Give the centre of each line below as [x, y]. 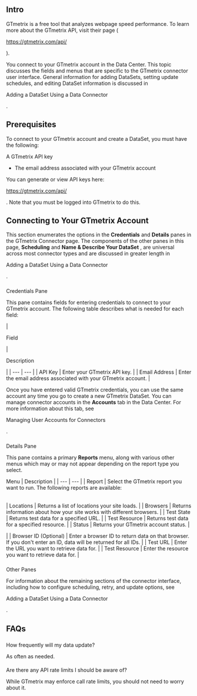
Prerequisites [31, 125]
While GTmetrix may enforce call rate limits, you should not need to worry [95, 681]
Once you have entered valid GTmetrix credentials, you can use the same [95, 390]
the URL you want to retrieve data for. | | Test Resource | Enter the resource [97, 549]
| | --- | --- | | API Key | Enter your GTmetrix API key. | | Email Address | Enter [99, 372]
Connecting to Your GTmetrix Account [77, 221]
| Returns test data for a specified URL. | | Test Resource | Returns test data [97, 519]
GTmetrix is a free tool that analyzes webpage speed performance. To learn [98, 24]
